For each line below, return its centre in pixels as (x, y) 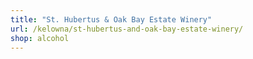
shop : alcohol (40, 38)
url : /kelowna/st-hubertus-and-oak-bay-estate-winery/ (127, 29)
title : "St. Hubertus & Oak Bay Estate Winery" (111, 19)
